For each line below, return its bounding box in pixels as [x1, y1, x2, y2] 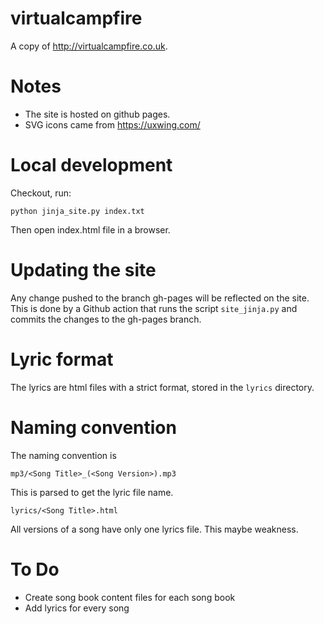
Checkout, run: [10, 187, 72, 199]
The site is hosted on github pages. [24, 108, 171, 120]
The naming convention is [10, 449, 117, 461]
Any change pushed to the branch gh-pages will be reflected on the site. [10, 292, 310, 304]
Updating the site [10, 259, 157, 281]
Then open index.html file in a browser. [10, 223, 171, 236]
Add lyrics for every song [24, 602, 130, 614]
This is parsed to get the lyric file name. [10, 486, 174, 498]
